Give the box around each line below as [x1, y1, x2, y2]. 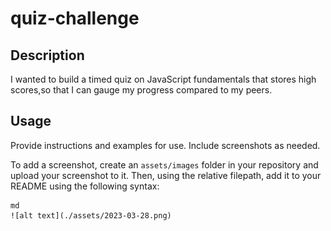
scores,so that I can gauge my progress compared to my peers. [10, 84, 273, 96]
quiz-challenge [10, 7, 140, 30]
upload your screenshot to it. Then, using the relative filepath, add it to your [10, 169, 322, 181]
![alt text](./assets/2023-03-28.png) [10, 210, 172, 221]
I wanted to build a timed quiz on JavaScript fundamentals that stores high [10, 73, 317, 85]
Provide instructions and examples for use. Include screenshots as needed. [10, 139, 321, 151]
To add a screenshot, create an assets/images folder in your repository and [10, 158, 319, 171]
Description [10, 47, 85, 64]
